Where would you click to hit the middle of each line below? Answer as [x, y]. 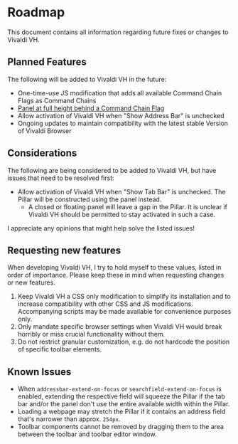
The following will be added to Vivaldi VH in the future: [87, 79]
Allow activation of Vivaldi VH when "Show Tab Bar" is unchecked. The [121, 191]
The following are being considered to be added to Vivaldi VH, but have [112, 170]
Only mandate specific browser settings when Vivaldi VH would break [120, 327]
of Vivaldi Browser [44, 131]
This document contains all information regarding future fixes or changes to [118, 32]
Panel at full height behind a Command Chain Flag [91, 108]
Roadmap [36, 12]
